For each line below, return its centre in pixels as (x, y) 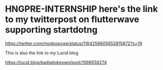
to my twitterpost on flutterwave (72, 19)
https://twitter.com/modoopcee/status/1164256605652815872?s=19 (74, 43)
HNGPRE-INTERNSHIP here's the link (81, 9)
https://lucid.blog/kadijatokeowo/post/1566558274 (56, 62)
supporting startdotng (51, 30)
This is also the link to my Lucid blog (42, 53)
